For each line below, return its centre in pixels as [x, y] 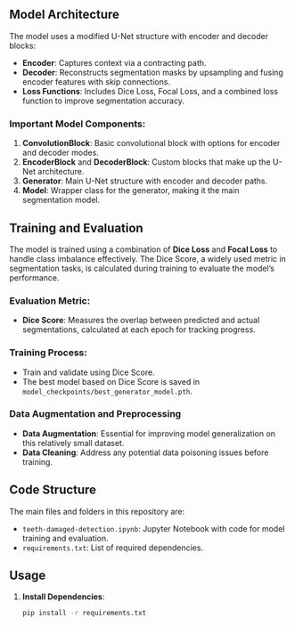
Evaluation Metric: [50, 300]
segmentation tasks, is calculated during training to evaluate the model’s [142, 268]
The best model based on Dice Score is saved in [111, 381]
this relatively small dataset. [73, 443]
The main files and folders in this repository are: [97, 511]
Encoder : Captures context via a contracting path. [114, 62]
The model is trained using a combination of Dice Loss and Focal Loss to [143, 249]
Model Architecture [65, 15]
